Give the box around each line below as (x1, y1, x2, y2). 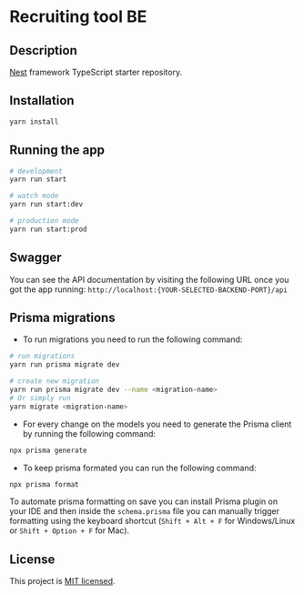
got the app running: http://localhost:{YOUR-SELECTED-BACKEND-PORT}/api (9, 284, 289, 295)
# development (9, 166, 64, 176)
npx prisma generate (9, 446, 88, 455)
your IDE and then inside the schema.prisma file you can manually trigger (9, 506, 280, 517)
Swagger (9, 250, 62, 266)
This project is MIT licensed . (9, 576, 116, 587)
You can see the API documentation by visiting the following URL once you (9, 274, 289, 285)
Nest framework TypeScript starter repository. (9, 66, 183, 77)
